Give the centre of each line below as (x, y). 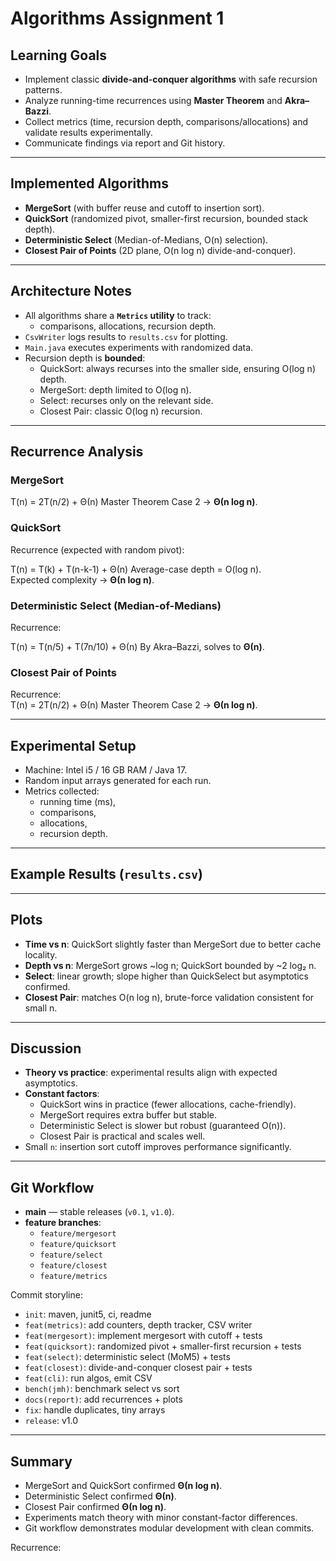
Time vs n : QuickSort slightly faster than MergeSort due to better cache (173, 944)
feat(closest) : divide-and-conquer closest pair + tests (138, 1368)
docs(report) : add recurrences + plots (103, 1399)
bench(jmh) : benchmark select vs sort (102, 1389)
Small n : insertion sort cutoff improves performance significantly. (158, 1147)
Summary (41, 1461)
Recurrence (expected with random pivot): (97, 549)
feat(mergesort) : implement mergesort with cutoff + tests (143, 1336)
